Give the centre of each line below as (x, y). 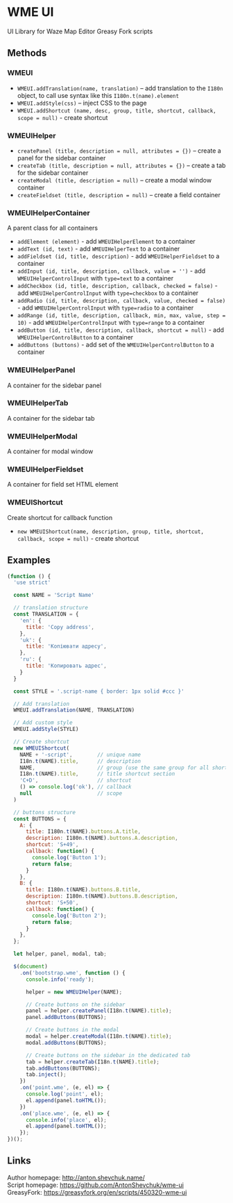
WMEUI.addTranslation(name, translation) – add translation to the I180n (120, 88)
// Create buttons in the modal (72, 1030)
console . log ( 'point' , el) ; (64, 1094)
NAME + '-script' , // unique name (80, 755)
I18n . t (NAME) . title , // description (80, 761)
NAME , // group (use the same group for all (114, 768)
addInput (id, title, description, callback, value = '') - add (111, 271)
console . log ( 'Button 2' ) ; (70, 916)
